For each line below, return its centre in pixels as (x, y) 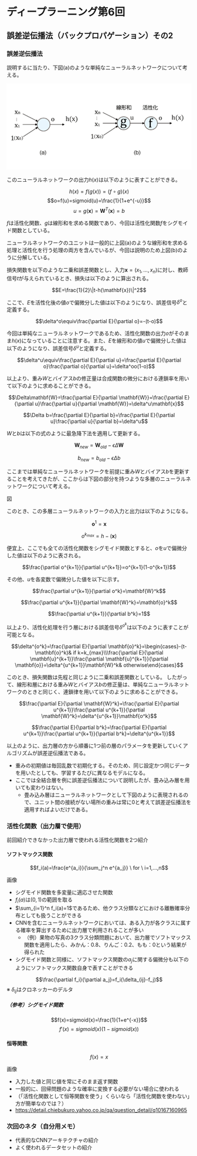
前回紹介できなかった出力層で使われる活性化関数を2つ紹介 (77, 840)
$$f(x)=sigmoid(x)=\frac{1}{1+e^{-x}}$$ (99, 1020)
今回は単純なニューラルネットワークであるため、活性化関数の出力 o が (91, 333)
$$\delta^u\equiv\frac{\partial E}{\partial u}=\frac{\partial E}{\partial (99, 360)
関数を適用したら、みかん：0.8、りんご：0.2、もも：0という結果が (105, 944)
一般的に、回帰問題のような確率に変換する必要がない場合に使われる (97, 1089)
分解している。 (35, 257)
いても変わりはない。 (41, 787)
